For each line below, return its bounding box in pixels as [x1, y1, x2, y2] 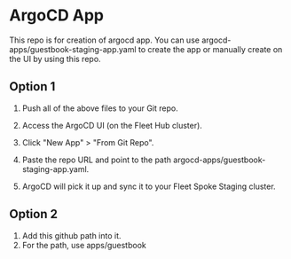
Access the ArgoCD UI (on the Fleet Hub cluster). [21, 120, 202, 130]
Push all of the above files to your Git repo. [21, 103, 179, 114]
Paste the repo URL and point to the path [21, 154, 171, 165]
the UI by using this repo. [9, 53, 101, 64]
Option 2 [9, 207, 58, 222]
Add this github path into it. [21, 230, 122, 240]
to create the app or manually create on [138, 43, 283, 54]
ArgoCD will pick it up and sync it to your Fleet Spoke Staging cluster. [21, 181, 277, 192]
